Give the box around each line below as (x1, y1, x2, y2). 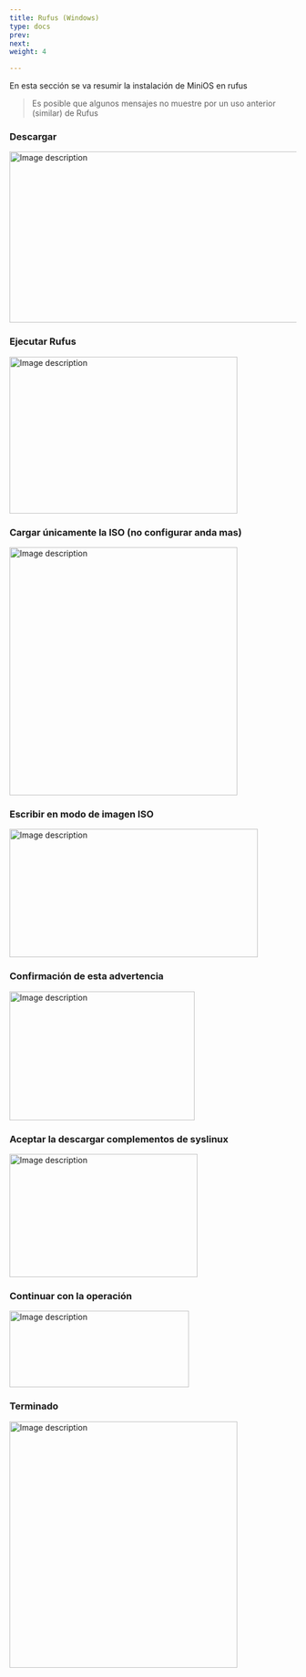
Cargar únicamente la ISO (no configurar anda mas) (9, 526, 242, 538)
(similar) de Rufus (31, 108, 98, 119)
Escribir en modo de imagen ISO (9, 807, 155, 820)
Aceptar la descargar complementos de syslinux (9, 1132, 229, 1145)
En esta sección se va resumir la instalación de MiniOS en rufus (9, 80, 248, 91)
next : (9, 38, 30, 48)
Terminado (9, 1400, 59, 1412)
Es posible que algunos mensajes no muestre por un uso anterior (31, 98, 276, 109)
